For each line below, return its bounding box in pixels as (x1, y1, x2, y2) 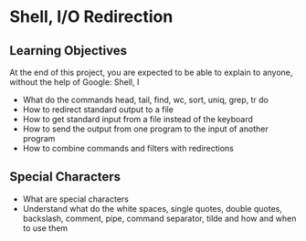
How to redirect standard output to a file (22, 104, 174, 115)
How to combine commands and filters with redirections (22, 143, 235, 153)
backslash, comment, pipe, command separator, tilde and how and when (22, 213, 297, 224)
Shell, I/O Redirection (9, 6, 174, 27)
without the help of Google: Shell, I (9, 77, 140, 88)
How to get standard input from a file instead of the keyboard (22, 114, 254, 124)
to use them (22, 222, 69, 234)
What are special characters (22, 194, 130, 204)
